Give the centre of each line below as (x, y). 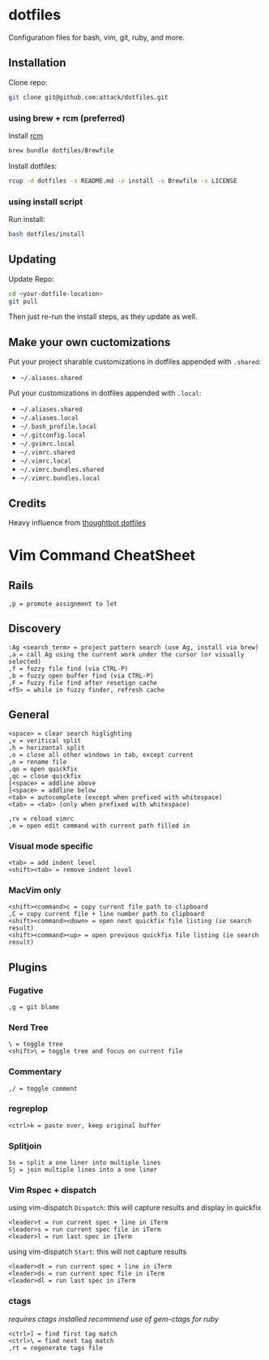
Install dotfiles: (33, 166)
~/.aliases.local (49, 418)
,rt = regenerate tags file (56, 1348)
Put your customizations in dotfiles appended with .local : (105, 393)
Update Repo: (31, 279)
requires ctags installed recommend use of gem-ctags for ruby (113, 1319)
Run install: (27, 219)
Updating (32, 260)
